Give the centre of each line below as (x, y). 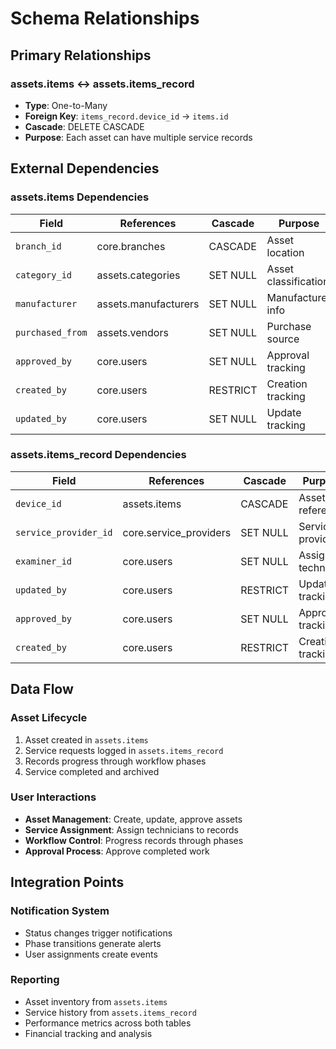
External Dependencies (85, 168)
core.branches (131, 246)
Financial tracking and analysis (88, 1033)
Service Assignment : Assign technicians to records (131, 829)
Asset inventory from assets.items (96, 1001)
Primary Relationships (81, 55)
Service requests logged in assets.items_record (124, 750)
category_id (44, 275)
